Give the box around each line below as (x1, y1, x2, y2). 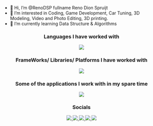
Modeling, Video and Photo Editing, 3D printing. (9, 15, 108, 21)
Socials (72, 103, 91, 110)
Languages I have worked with (43, 33, 119, 40)
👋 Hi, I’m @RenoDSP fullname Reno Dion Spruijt (9, 5, 108, 10)
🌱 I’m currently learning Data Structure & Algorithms (9, 20, 117, 26)
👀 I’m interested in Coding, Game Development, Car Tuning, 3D (9, 10, 140, 16)
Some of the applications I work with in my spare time (15, 80, 148, 87)
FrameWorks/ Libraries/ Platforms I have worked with (15, 56, 147, 63)
